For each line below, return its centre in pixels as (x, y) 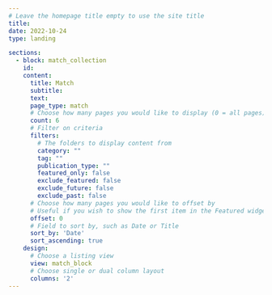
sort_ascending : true (66, 241)
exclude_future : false (76, 188)
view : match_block (61, 263)
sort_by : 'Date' (57, 234)
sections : (25, 53)
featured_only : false (74, 173)
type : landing (32, 38)
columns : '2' (52, 278)
